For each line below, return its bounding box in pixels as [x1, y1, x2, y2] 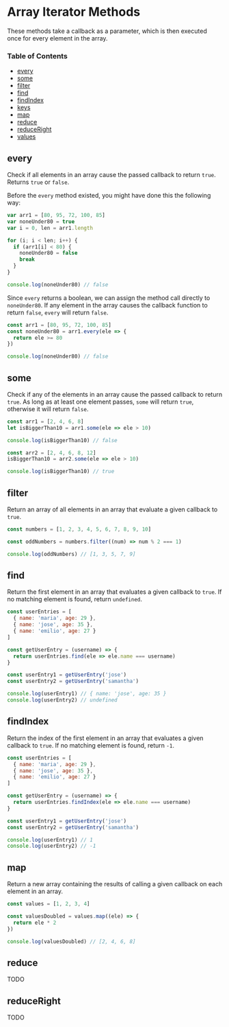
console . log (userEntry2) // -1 [7, 842, 96, 850]
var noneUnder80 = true [7, 218, 75, 225]
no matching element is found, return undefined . [7, 595, 142, 603]
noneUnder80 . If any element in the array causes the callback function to [7, 301, 208, 309]
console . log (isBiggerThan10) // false [7, 437, 118, 443]
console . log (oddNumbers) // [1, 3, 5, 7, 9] [7, 551, 136, 557]
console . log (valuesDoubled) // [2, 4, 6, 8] [7, 938, 136, 945]
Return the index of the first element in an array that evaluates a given [7, 734, 204, 742]
